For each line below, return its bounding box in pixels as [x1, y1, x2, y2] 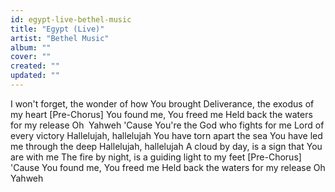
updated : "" [10, 71, 60, 81]
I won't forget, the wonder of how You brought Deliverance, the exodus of [10, 97, 315, 110]
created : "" [10, 61, 60, 71]
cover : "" [10, 52, 52, 62]
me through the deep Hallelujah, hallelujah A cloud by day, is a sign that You [10, 140, 323, 152]
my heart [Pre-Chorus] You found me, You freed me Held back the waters [10, 108, 313, 120]
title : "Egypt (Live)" [10, 24, 105, 34]
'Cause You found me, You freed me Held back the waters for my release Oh [10, 161, 326, 173]
